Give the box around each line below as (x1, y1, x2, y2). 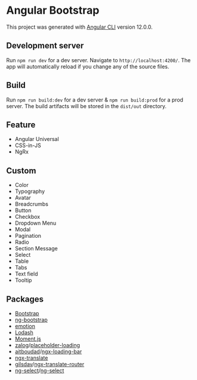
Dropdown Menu (14, 219, 57, 227)
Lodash (14, 329, 34, 336)
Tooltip (14, 277, 32, 284)
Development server (6, 41, 84, 51)
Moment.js (14, 335, 41, 342)
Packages (6, 294, 44, 304)
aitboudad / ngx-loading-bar (14, 348, 82, 355)
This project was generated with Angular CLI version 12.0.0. (6, 23, 153, 30)
